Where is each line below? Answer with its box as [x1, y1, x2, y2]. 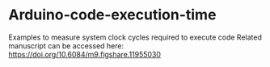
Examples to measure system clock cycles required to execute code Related [8, 32, 263, 42]
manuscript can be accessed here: [8, 40, 124, 50]
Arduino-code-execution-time [8, 6, 217, 24]
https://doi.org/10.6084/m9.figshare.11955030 [8, 49, 162, 59]
